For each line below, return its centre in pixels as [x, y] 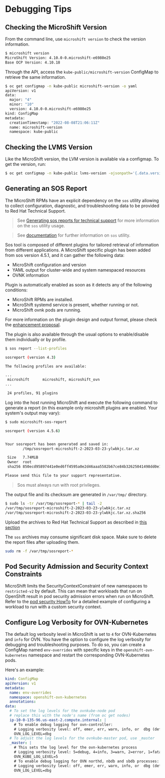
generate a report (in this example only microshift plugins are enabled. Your [82, 407]
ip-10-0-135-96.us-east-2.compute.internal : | [58, 720]
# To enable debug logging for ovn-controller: [63, 724]
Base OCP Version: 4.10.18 [33, 62]
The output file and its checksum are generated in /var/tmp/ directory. [76, 494]
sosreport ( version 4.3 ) [30, 357]
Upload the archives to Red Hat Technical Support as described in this [76, 522]
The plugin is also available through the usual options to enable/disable [77, 334]
